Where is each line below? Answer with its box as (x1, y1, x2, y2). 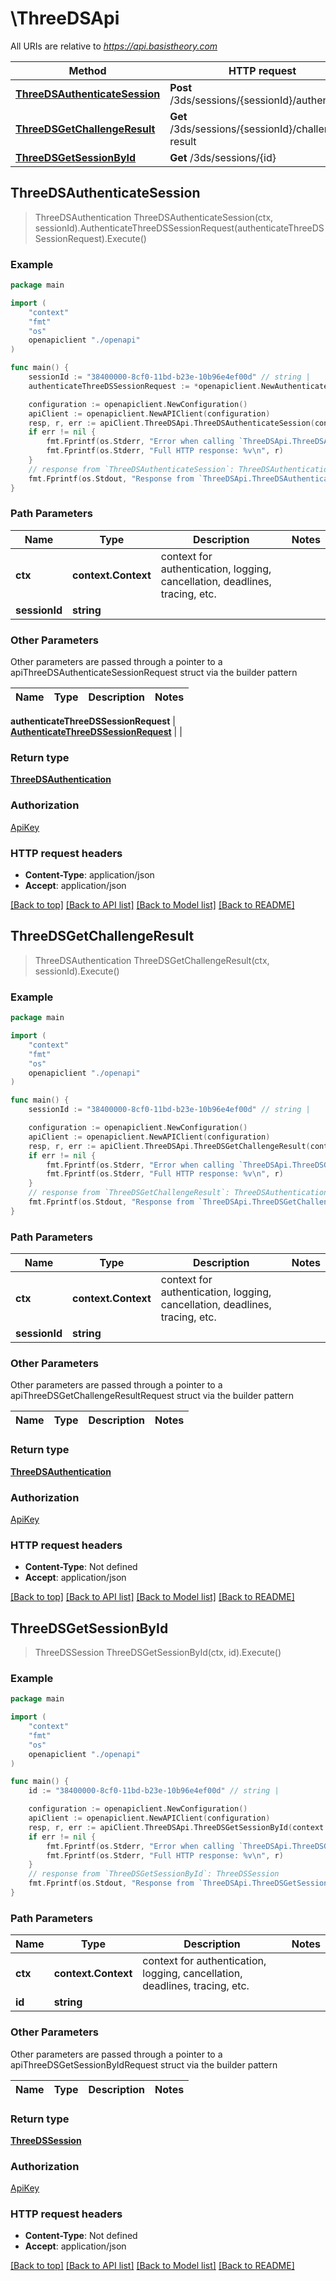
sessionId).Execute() (34, 965, 120, 977)
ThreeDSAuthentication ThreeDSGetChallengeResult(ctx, (34, 954, 270, 966)
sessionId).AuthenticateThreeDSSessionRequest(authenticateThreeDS (34, 222, 325, 234)
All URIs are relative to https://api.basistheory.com (10, 40, 218, 52)
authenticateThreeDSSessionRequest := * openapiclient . (28, 381, 262, 391)
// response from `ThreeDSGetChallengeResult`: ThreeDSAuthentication (28, 1188, 329, 1198)
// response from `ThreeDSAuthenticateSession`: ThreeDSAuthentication (28, 464, 333, 474)
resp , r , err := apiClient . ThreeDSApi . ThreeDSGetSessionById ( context (28, 1822, 325, 1832)
